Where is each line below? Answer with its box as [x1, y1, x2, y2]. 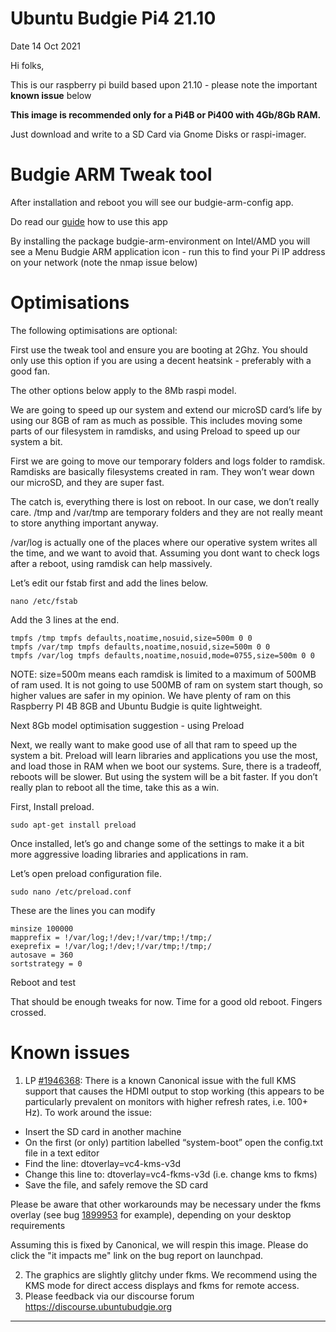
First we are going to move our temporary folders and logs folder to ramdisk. [10, 455, 326, 467]
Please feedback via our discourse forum [24, 1290, 195, 1302]
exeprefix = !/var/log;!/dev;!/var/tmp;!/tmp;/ [10, 941, 213, 951]
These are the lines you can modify [10, 904, 156, 916]
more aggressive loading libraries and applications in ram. [10, 848, 249, 860]
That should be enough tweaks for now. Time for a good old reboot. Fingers [10, 995, 323, 1007]
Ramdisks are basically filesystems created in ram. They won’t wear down [10, 465, 315, 477]
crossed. [10, 1006, 47, 1018]
